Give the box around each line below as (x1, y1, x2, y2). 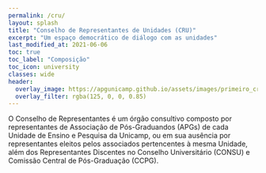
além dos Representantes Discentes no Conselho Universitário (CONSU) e (8, 148, 251, 157)
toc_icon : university (8, 63, 80, 71)
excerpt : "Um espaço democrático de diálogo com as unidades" (8, 33, 218, 42)
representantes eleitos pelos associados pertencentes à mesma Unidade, (8, 139, 248, 149)
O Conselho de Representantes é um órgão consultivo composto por (8, 114, 232, 123)
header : (8, 77, 34, 85)
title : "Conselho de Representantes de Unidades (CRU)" (8, 26, 196, 34)
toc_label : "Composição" (8, 56, 90, 64)
